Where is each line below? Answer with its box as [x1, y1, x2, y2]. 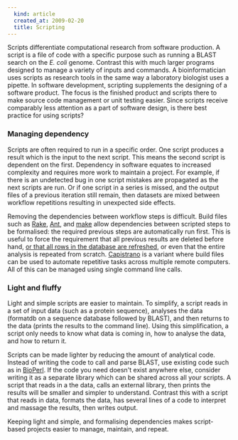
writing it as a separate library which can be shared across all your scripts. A [7, 373, 232, 382]
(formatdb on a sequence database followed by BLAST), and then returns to [7, 314, 229, 323]
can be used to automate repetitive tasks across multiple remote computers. [7, 257, 231, 266]
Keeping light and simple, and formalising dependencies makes [7, 417, 193, 426]
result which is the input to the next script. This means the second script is [7, 152, 226, 161]
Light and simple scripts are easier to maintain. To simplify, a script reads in [7, 298, 228, 307]
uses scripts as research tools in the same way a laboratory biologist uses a [7, 73, 229, 82]
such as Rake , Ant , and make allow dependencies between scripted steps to [7, 219, 231, 228]
